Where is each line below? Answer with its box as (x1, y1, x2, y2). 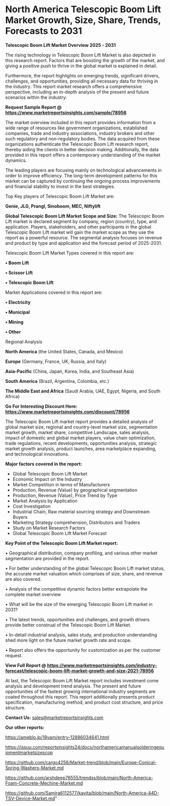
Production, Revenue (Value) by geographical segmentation (12, 487, 138, 493)
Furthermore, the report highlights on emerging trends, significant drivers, (5, 72, 160, 78)
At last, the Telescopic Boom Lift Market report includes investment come (5, 677, 159, 683)
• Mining (5, 319, 24, 325)
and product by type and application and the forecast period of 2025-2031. (5, 240, 162, 246)
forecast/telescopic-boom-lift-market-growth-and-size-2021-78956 (5, 668, 154, 674)
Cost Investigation (12, 503, 51, 509)
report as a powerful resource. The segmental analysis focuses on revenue (5, 234, 162, 240)
